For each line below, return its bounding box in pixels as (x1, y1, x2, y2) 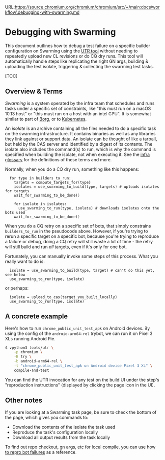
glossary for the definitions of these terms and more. (5, 156, 112, 162)
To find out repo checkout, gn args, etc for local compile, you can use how (5, 444, 156, 450)
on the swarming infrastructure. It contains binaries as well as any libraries (5, 130, 156, 136)
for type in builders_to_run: (9, 176, 71, 180)
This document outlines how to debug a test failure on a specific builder (5, 43, 151, 49)
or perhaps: (5, 285, 28, 291)
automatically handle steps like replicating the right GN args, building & (5, 58, 148, 64)
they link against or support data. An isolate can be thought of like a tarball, (5, 136, 157, 142)
